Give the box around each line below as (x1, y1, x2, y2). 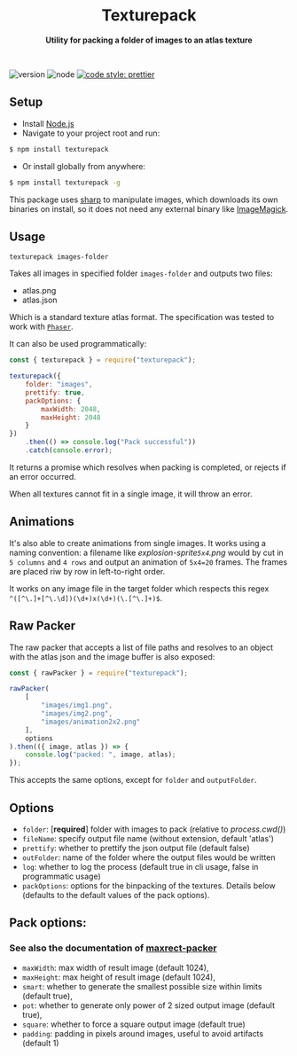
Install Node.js (21, 118, 74, 129)
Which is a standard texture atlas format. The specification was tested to (9, 312, 275, 323)
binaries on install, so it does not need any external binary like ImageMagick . (9, 203, 289, 214)
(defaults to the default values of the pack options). (21, 890, 210, 900)
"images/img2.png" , (41, 709, 113, 718)
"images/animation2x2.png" (41, 717, 141, 726)
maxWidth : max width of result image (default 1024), (21, 962, 209, 973)
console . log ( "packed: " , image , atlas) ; (25, 750, 176, 759)
